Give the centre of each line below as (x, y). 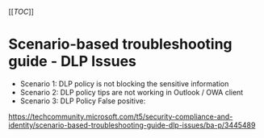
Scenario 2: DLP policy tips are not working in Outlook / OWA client (132, 92)
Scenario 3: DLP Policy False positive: (83, 101)
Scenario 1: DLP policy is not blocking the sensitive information (124, 83)
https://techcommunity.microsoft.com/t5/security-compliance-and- (121, 116)
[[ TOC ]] (21, 12)
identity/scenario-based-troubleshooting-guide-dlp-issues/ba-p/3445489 (132, 125)
